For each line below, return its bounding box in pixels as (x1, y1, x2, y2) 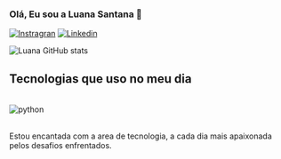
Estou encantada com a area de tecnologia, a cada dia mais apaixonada (9, 131, 273, 141)
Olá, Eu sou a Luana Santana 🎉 (9, 8, 142, 20)
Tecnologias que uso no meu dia (9, 71, 192, 86)
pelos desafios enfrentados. (9, 140, 113, 151)
